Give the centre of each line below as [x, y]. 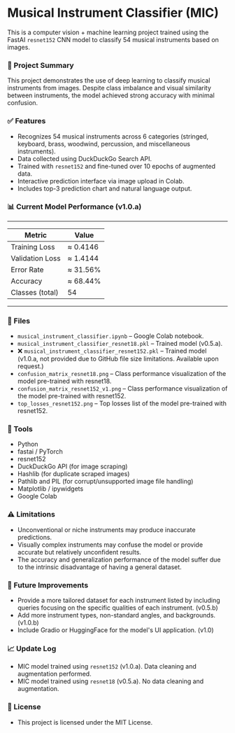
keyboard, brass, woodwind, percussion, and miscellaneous [104, 144]
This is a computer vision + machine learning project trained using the [108, 32]
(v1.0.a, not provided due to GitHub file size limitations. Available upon [118, 359]
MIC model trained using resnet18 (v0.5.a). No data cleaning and [111, 681]
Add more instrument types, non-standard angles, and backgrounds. [116, 615]
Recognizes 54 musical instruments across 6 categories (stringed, [113, 136]
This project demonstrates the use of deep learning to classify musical [109, 81]
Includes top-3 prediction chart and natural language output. [105, 188]
